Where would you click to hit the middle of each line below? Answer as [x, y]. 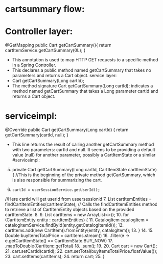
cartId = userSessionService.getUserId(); [56, 190]
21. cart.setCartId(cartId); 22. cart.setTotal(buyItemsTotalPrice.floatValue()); [81, 251]
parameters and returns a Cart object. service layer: [64, 76]
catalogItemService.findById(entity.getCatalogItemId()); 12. [64, 225]
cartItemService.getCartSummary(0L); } [45, 51]
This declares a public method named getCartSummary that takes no [82, 70]
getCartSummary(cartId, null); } [37, 135]
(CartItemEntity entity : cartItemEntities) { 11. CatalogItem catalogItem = [77, 220]
